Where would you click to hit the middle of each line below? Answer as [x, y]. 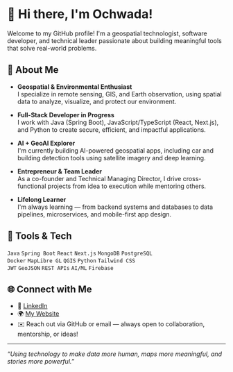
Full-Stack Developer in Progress [66, 115]
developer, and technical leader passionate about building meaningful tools [114, 40]
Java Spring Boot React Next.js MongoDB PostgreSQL [80, 253]
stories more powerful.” [41, 362]
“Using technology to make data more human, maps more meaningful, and [115, 354]
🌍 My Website [38, 314]
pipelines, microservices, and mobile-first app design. [94, 214]
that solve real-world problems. [52, 48]
